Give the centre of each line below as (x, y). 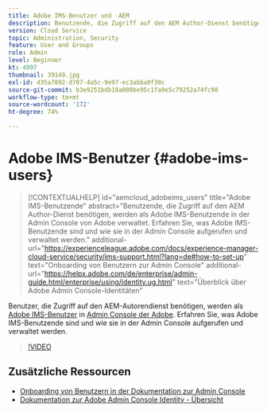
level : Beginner (35, 61)
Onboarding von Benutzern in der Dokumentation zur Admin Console (132, 390)
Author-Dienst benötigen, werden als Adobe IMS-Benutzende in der (139, 214)
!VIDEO (39, 347)
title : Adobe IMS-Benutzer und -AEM (69, 16)
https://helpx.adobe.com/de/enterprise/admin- (121, 273)
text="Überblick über (212, 282)
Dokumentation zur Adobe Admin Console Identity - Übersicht (122, 399)
